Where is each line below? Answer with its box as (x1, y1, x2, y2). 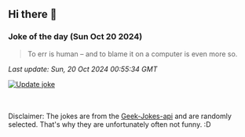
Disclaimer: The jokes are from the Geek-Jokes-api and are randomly (8, 111, 232, 121)
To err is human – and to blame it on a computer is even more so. (27, 49, 238, 59)
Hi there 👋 (8, 8, 57, 21)
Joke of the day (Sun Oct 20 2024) (8, 31, 143, 42)
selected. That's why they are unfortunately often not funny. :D (8, 119, 211, 129)
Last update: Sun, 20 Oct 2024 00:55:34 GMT (8, 64, 158, 74)
